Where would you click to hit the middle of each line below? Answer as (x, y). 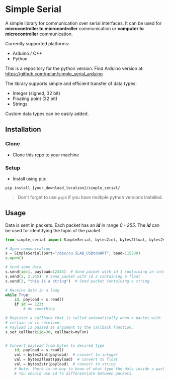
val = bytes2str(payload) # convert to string (65, 364)
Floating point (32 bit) (35, 99)
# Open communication (28, 249)
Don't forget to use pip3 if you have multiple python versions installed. (90, 197)
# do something (39, 309)
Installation (23, 129)
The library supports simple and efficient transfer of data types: (71, 83)
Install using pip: (29, 178)
